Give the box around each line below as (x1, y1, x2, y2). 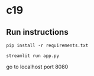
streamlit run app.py (6, 53, 60, 59)
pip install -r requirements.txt (6, 42, 89, 48)
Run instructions (6, 27, 69, 37)
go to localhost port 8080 (6, 63, 69, 70)
